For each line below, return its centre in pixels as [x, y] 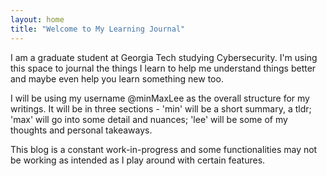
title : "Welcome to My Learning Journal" [98, 29]
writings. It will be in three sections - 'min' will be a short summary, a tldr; [161, 108]
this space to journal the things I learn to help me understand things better [163, 68]
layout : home [37, 19]
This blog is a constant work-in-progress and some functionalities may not [164, 149]
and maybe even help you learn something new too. [117, 78]
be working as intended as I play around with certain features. [138, 160]
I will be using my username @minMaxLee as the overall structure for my [160, 98]
